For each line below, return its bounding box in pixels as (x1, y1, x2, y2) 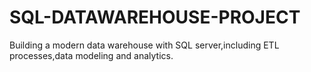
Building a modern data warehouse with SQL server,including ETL (9, 39, 280, 51)
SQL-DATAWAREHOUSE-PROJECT (9, 6, 301, 29)
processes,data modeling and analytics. (9, 49, 174, 61)
